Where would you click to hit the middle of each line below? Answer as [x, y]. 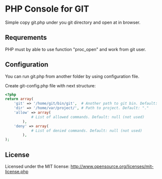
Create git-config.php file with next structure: [50, 85]
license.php [17, 171]
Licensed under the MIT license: [37, 166]
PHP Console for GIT [47, 9]
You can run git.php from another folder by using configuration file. [72, 76]
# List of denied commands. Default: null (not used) [87, 130]
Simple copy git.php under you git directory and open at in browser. [73, 22]
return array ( [19, 99]
